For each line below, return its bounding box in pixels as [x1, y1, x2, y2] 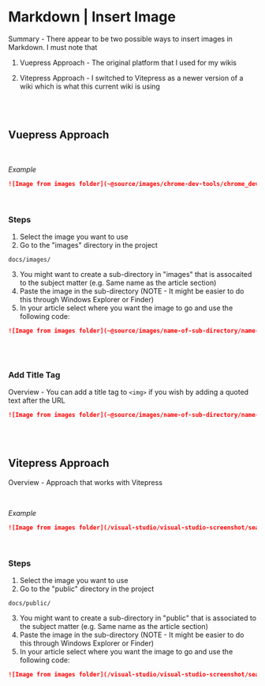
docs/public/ [8, 599, 51, 607]
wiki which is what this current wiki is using [19, 81, 160, 91]
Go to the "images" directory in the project [19, 240, 158, 249]
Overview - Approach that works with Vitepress [8, 477, 163, 487]
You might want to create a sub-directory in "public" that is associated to [19, 613, 257, 623]
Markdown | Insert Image [8, 8, 176, 26]
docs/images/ [8, 256, 51, 263]
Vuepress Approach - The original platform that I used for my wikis [19, 58, 237, 67]
